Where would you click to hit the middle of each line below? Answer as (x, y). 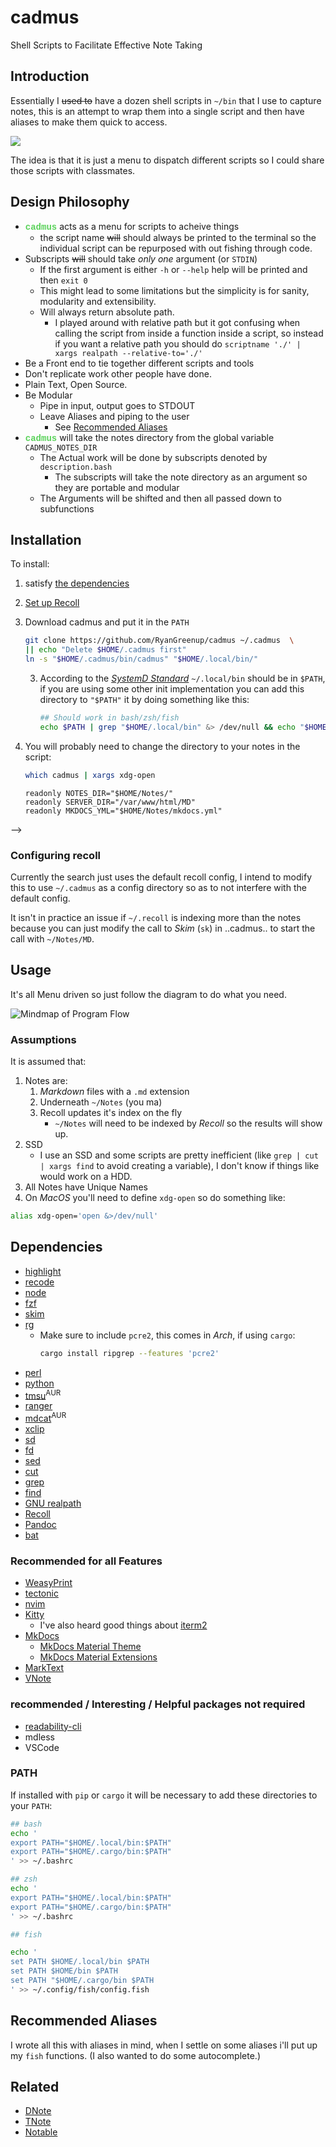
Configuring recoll (56, 855)
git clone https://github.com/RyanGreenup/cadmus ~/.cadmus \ (159, 641)
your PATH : (31, 1805)
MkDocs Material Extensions (98, 1657)
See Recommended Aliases (111, 427)
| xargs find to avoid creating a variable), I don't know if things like (179, 1166)
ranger (38, 1406)
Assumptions (43, 1039)
